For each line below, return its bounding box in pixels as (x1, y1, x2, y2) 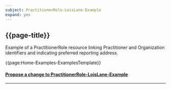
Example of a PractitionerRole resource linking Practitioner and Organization (5, 44, 165, 51)
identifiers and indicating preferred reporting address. (5, 50, 119, 56)
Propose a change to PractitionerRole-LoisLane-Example (5, 71, 128, 77)
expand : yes (5, 12, 31, 17)
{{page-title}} (5, 31, 50, 40)
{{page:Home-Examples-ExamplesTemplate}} (5, 60, 101, 66)
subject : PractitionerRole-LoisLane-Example (5, 7, 101, 13)
